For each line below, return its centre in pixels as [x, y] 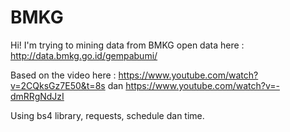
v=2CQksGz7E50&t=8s [58, 85]
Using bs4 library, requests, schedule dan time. [107, 115]
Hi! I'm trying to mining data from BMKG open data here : [127, 45]
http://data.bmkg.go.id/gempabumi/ [84, 55]
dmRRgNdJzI [37, 96]
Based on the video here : [63, 75]
